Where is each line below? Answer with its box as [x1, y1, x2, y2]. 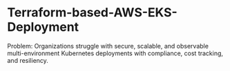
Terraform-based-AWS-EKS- [7, 5, 178, 20]
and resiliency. [7, 56, 48, 64]
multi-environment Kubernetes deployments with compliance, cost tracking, [7, 49, 223, 57]
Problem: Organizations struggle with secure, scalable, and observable [7, 42, 209, 50]
